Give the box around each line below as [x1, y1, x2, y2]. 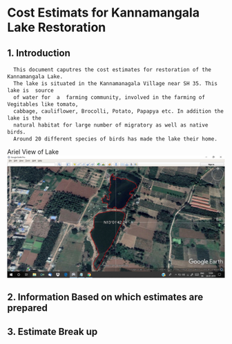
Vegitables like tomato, [7, 101, 79, 108]
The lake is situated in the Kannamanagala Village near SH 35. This [13, 80, 217, 87]
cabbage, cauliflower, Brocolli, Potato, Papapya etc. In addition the [13, 108, 224, 115]
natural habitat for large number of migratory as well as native [13, 122, 209, 129]
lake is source [7, 87, 54, 94]
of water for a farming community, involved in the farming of [13, 94, 206, 101]
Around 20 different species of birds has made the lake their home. [13, 136, 217, 143]
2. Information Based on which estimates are [7, 291, 204, 303]
